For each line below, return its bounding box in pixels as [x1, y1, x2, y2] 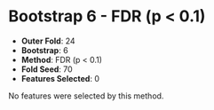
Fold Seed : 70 [20, 64, 73, 75]
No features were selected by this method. [8, 90, 164, 101]
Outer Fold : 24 [20, 35, 76, 46]
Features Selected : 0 [20, 73, 99, 83]
